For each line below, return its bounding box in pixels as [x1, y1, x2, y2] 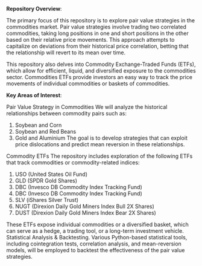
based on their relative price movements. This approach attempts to [6, 36, 175, 43]
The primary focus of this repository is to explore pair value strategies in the [6, 17, 195, 24]
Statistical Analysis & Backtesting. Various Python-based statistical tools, [6, 234, 188, 241]
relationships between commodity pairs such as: [6, 110, 127, 117]
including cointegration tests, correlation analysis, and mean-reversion [6, 240, 182, 247]
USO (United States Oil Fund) [14, 170, 88, 178]
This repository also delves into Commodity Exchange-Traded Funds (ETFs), [6, 60, 196, 68]
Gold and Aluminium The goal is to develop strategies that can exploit [14, 134, 188, 141]
